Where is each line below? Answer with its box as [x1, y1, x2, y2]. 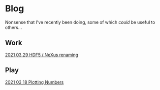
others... [5, 24, 22, 30]
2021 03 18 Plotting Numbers [5, 79, 64, 85]
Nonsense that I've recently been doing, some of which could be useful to [5, 19, 155, 25]
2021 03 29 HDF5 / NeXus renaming [5, 52, 79, 58]
